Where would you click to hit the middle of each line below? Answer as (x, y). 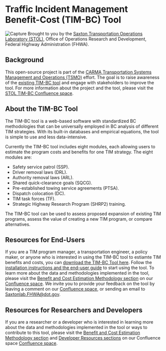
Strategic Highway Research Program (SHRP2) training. (69, 204)
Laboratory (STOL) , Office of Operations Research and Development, (76, 39)
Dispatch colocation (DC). (39, 193)
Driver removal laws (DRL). (40, 172)
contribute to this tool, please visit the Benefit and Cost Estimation (73, 333)
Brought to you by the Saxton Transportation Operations (85, 33)
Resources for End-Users (45, 240)
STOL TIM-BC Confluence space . (39, 93)
